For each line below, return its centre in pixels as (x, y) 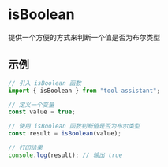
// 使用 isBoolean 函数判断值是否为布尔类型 (74, 126)
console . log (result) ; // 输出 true (65, 155)
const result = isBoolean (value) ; (65, 134)
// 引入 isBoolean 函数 (45, 83)
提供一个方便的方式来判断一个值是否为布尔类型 (84, 37)
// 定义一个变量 (31, 105)
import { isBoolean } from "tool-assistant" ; (84, 91)
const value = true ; (42, 112)
